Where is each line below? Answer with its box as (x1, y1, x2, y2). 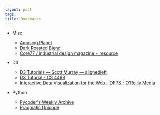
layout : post (5, 7, 32, 12)
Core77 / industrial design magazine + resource (19, 50, 118, 56)
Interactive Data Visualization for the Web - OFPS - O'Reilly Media (19, 80, 156, 86)
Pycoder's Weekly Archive (19, 99, 74, 105)
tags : (5, 12, 16, 17)
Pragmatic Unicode (19, 105, 60, 111)
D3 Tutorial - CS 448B (19, 75, 66, 81)
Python (12, 90, 27, 96)
